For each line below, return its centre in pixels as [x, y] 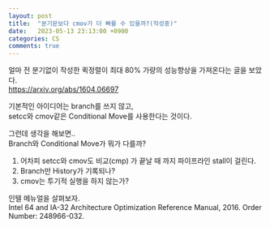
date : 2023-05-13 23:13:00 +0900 [69, 31]
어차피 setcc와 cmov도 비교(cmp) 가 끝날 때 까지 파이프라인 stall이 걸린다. [138, 161]
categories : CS [34, 39]
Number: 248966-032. [47, 216]
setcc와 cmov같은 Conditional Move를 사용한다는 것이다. [100, 116]
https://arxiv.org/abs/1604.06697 [64, 89]
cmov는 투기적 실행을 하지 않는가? [75, 181]
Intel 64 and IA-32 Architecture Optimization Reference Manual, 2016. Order [135, 208]
